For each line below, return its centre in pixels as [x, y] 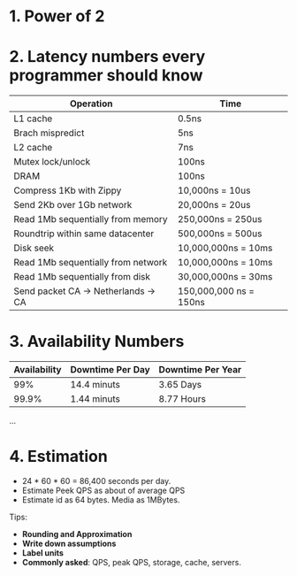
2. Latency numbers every [107, 57]
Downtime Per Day [110, 370]
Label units [43, 553]
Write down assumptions [69, 543]
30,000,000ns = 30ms [225, 277]
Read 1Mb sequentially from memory [91, 219]
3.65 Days [180, 385]
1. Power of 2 [57, 16]
